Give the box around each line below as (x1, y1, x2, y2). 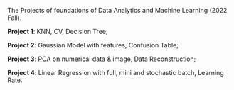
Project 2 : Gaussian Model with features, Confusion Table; (7, 41, 179, 49)
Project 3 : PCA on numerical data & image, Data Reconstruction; (7, 55, 196, 63)
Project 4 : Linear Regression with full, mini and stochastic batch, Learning (7, 69, 224, 77)
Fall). (7, 13, 22, 22)
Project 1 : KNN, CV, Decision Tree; (7, 28, 108, 35)
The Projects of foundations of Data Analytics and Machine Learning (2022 (7, 6, 228, 14)
